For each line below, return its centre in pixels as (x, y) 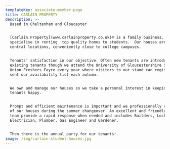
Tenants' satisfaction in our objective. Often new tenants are (79, 61)
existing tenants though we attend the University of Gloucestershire (86, 65)
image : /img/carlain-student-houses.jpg (49, 139)
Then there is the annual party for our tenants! (63, 134)
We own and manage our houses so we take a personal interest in (80, 88)
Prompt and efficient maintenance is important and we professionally (86, 107)
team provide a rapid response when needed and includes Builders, (82, 116)
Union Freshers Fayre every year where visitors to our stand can (81, 70)
